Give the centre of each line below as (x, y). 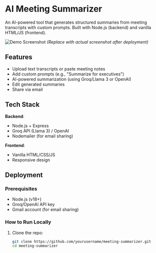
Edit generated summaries (38, 84)
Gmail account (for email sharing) (45, 209)
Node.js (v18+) (27, 199)
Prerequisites (21, 189)
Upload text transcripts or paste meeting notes (59, 69)
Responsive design (31, 160)
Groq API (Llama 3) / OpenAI (40, 131)
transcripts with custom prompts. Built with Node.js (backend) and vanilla (78, 27)
